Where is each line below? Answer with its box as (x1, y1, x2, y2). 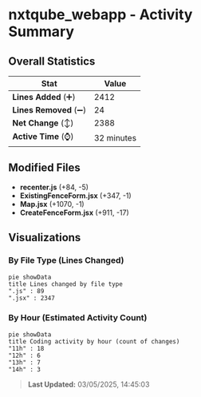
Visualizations (8, 231, 81, 244)
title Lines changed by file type (8, 280, 124, 288)
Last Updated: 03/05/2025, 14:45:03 (27, 379, 150, 389)
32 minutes (93, 132, 137, 143)
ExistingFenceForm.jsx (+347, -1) (19, 190, 132, 200)
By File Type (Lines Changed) (8, 255, 124, 266)
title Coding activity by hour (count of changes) (8, 337, 180, 345)
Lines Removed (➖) (12, 105, 86, 115)
